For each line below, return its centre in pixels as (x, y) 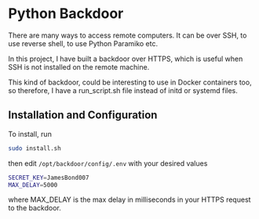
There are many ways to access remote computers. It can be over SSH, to (128, 35)
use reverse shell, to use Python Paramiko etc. (83, 43)
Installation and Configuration (83, 115)
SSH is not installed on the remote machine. (79, 66)
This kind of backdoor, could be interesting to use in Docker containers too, (130, 82)
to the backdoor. (35, 208)
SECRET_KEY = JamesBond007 (49, 178)
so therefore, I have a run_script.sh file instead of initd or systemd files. (123, 90)
